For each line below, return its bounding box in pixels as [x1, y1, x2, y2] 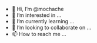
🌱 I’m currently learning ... [11, 18, 75, 24]
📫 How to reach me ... [11, 31, 66, 37]
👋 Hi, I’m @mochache [11, 6, 64, 12]
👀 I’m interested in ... [11, 12, 62, 19]
